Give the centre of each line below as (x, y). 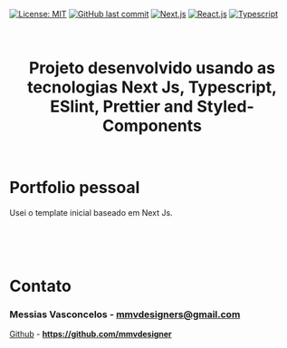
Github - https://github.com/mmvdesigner (91, 334)
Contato (41, 286)
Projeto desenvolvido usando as (152, 68)
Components (152, 126)
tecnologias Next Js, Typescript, (152, 87)
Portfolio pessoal (75, 188)
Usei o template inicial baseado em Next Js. (91, 212)
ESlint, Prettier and (121, 106)
